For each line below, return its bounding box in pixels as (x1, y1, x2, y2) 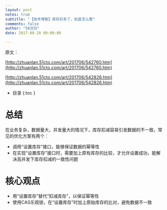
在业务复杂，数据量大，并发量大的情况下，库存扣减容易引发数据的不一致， (5, 126, 158, 132)
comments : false (5, 21, 39, 26)
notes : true (5, 12, 30, 17)
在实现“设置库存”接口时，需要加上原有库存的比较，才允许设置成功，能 (12, 149, 157, 155)
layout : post (5, 7, 32, 12)
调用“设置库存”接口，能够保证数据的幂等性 (12, 143, 100, 149)
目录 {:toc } (12, 90, 36, 95)
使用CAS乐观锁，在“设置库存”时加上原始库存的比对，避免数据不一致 (12, 199, 152, 205)
